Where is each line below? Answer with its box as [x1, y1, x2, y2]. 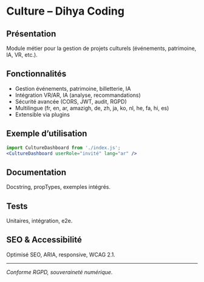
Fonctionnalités [6, 69, 67, 79]
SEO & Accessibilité [6, 234, 82, 245]
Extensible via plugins [15, 111, 70, 118]
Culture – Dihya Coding [6, 4, 124, 18]
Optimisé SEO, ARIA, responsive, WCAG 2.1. [6, 251, 115, 258]
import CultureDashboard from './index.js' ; [6, 144, 121, 150]
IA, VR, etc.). [6, 51, 38, 58]
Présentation [6, 29, 56, 39]
